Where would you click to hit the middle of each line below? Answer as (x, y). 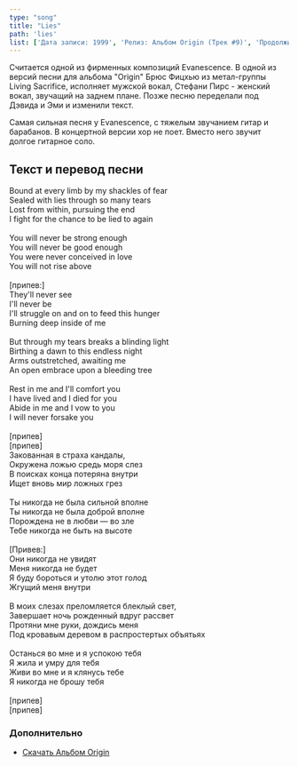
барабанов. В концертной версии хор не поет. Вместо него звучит (135, 132)
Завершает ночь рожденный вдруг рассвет (92, 616)
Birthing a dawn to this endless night (76, 351)
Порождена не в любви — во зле (72, 522)
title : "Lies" (35, 26)
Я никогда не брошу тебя (57, 682)
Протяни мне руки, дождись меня (74, 625)
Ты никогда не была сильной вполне (79, 502)
